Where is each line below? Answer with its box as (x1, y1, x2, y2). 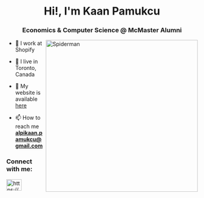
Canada (15, 71, 35, 78)
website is (15, 89, 41, 97)
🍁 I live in (15, 58, 38, 65)
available (15, 95, 38, 103)
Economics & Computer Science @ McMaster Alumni (22, 26, 182, 35)
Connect (6, 157, 32, 166)
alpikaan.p (15, 129, 42, 137)
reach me (15, 123, 39, 130)
